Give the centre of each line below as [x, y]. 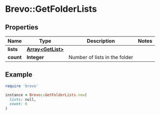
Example [19, 75]
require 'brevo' [22, 86]
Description [101, 41]
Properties [22, 27]
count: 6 [19, 104]
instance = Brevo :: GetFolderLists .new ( [46, 95]
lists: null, [23, 99]
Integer [35, 57]
